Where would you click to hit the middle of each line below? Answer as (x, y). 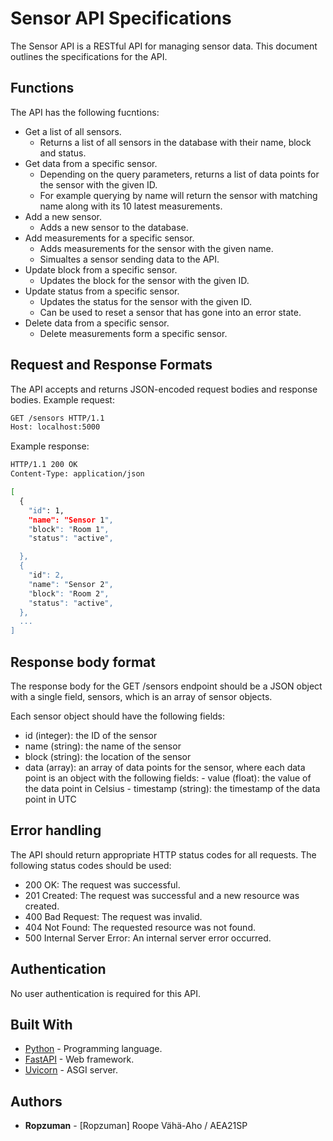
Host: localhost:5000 (55, 427)
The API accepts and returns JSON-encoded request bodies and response (164, 389)
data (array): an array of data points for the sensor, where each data (165, 767)
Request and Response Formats (111, 365)
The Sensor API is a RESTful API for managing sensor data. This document (164, 46)
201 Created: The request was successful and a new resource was (162, 895)
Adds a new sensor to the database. (114, 227)
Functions (42, 88)
